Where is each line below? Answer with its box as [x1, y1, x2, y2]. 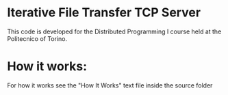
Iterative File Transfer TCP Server [7, 5, 201, 21]
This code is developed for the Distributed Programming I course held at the [7, 27, 222, 36]
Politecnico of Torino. [7, 34, 67, 42]
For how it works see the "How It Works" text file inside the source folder [7, 81, 213, 90]
